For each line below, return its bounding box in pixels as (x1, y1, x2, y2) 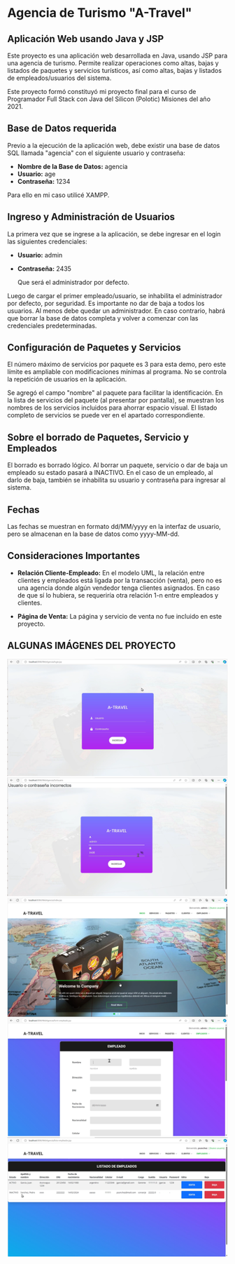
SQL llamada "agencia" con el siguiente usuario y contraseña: (7, 149, 185, 157)
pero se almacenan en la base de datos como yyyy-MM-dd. (7, 530, 180, 538)
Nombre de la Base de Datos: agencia (17, 162, 128, 170)
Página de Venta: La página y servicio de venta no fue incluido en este (17, 612, 222, 620)
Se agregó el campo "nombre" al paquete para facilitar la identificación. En (7, 389, 223, 397)
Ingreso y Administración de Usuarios (7, 211, 176, 223)
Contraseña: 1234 (17, 177, 71, 185)
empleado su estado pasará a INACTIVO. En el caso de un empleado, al (7, 469, 213, 477)
